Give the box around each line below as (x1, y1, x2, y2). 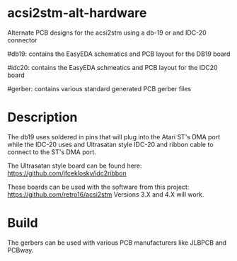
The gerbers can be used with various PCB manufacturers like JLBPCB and (7, 238, 227, 247)
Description (7, 110, 78, 125)
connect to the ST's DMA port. (7, 147, 97, 156)
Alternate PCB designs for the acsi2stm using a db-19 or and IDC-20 (7, 28, 207, 37)
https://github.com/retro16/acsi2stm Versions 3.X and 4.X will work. (7, 190, 204, 199)
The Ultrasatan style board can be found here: (7, 161, 143, 170)
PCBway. (7, 245, 34, 254)
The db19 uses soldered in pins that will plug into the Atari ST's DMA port (7, 132, 221, 141)
